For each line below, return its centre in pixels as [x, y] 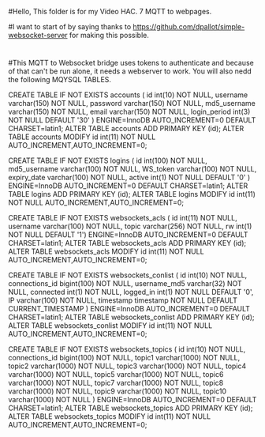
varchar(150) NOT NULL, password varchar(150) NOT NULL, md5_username [132, 104]
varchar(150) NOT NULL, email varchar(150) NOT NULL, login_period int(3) [129, 112]
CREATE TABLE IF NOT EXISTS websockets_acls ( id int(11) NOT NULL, [123, 218]
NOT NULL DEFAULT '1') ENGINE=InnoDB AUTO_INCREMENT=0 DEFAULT [128, 235]
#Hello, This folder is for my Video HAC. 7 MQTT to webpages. [110, 11]
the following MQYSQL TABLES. [60, 80]
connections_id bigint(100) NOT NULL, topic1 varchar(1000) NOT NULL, [124, 358]
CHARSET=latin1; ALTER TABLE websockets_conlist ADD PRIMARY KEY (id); [131, 317]
